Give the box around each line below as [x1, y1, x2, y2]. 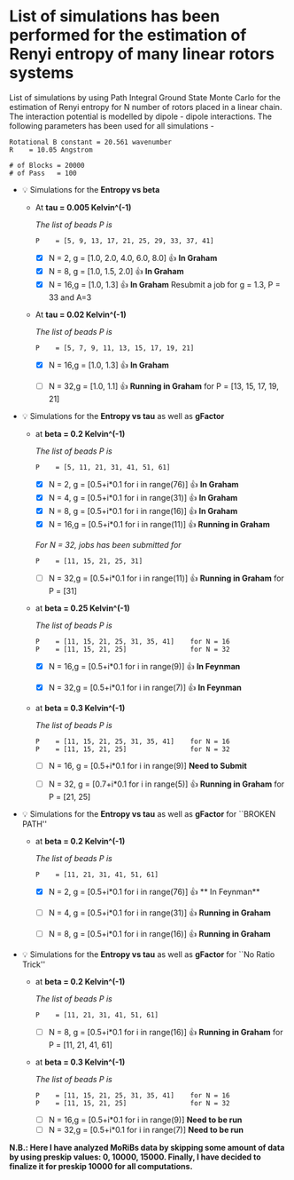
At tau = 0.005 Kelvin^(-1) [35, 202, 132, 212]
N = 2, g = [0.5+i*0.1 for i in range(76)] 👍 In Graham [48, 479, 239, 489]
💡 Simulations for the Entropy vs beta [21, 184, 160, 194]
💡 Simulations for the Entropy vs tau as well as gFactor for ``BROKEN [21, 809, 276, 819]
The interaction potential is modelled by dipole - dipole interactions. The [9, 111, 273, 122]
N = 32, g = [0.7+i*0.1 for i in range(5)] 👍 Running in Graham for [48, 779, 285, 789]
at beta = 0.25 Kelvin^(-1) [35, 602, 130, 614]
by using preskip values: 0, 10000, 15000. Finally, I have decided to [9, 1152, 261, 1162]
